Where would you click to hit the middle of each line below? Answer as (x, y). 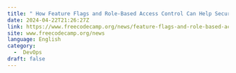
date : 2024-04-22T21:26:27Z (48, 20)
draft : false (26, 59)
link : (15, 26)
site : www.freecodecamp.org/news (56, 33)
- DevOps (28, 53)
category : (22, 46)
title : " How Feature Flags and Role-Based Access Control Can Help (110, 14)
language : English (34, 40)
